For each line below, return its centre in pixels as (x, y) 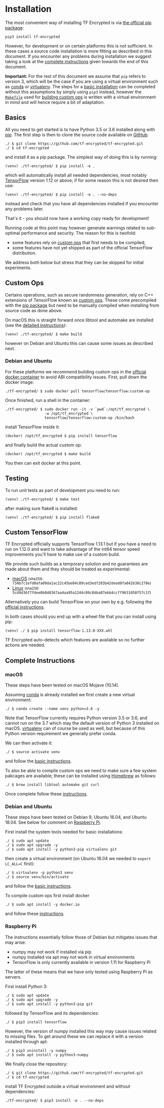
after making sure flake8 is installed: (42, 508)
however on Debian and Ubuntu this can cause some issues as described (79, 343)
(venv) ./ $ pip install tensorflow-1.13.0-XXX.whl (59, 631)
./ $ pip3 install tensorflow (36, 1022)
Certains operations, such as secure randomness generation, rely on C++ (79, 295)
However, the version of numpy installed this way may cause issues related (81, 1031)
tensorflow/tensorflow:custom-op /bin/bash (89, 418)
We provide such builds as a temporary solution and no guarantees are (77, 564)
